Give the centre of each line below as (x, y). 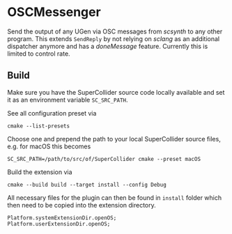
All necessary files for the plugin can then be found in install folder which (115, 197)
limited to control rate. (39, 54)
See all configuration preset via (52, 113)
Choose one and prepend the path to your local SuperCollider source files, (114, 139)
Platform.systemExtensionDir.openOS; (62, 218)
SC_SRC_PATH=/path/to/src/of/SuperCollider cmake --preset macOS (104, 159)
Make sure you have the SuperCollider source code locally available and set (116, 92)
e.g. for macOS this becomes (49, 146)
